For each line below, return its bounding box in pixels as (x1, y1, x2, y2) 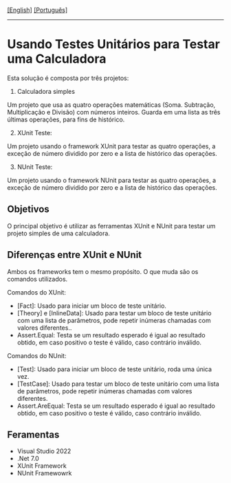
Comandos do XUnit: (7, 288, 67, 296)
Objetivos (7, 204, 49, 215)
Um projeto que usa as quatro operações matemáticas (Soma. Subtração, (7, 100, 216, 109)
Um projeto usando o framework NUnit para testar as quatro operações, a (7, 176, 217, 184)
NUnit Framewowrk (16, 469, 72, 477)
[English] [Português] (7, 6, 68, 14)
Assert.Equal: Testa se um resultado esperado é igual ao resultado (16, 331, 206, 339)
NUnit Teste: (16, 162, 53, 171)
